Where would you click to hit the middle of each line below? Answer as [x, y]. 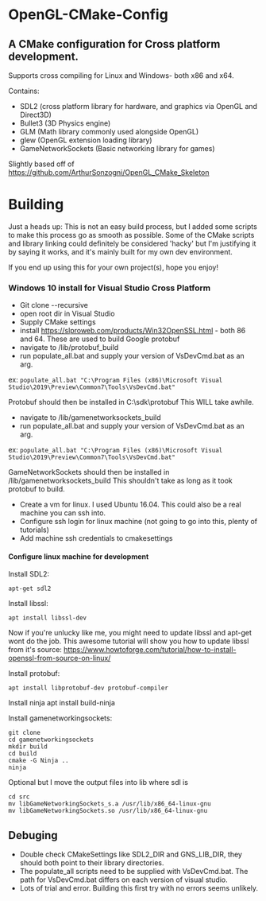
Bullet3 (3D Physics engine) [65, 123]
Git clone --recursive [54, 305]
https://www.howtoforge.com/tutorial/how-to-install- [150, 650]
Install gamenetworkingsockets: [60, 718]
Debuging [33, 835]
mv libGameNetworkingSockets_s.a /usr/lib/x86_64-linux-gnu [110, 804]
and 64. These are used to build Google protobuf [100, 339]
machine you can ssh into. [62, 513]
